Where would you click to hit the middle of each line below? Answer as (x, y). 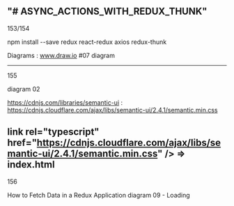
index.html (31, 164)
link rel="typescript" (53, 132)
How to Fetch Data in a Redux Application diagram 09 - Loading (99, 195)
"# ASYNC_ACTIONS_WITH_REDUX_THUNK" (107, 12)
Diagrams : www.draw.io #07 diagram (61, 55)
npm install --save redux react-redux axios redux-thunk (87, 42)
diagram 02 (24, 89)
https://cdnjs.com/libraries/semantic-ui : (65, 102)
